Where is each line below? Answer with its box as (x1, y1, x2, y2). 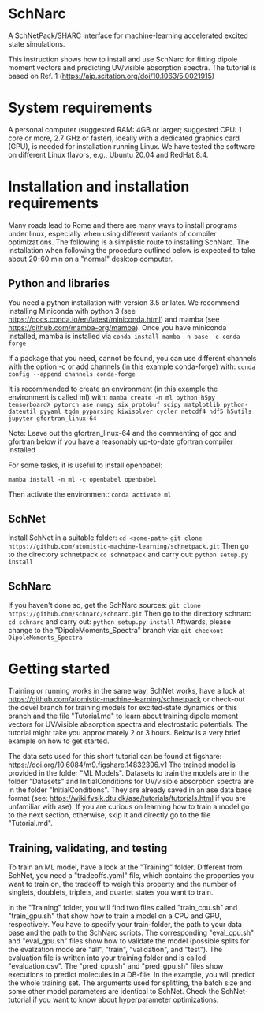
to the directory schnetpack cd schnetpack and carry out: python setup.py (8, 549, 248, 560)
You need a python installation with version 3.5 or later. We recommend (8, 297, 240, 307)
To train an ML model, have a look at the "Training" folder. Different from (8, 862, 243, 872)
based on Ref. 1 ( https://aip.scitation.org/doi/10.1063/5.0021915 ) (8, 71, 215, 80)
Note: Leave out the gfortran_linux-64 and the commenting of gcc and (8, 428, 236, 437)
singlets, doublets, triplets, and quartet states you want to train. (8, 887, 214, 897)
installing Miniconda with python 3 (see (8, 306, 136, 315)
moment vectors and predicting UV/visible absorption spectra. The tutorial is (8, 62, 257, 72)
